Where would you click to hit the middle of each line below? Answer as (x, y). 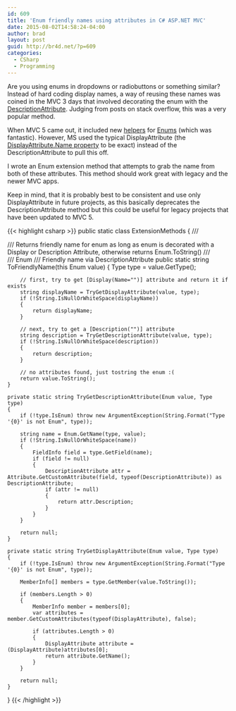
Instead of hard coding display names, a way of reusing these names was (114, 94)
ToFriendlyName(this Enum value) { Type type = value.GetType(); (102, 267)
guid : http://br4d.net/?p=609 (52, 47)
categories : (25, 54)
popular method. (31, 116)
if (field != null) (61, 459)
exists (17, 286)
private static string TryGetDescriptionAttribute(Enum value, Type (110, 397)
